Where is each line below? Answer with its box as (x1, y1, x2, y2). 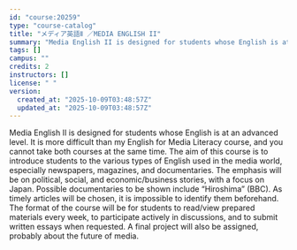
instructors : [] (9, 71, 69, 80)
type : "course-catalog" (9, 21, 97, 30)
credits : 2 (9, 63, 49, 72)
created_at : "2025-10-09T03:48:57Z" (17, 95, 152, 104)
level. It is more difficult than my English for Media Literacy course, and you (9, 137, 284, 148)
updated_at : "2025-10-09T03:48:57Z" (17, 103, 152, 112)
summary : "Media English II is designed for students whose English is (9, 37, 278, 47)
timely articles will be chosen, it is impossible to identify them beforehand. (9, 193, 279, 204)
